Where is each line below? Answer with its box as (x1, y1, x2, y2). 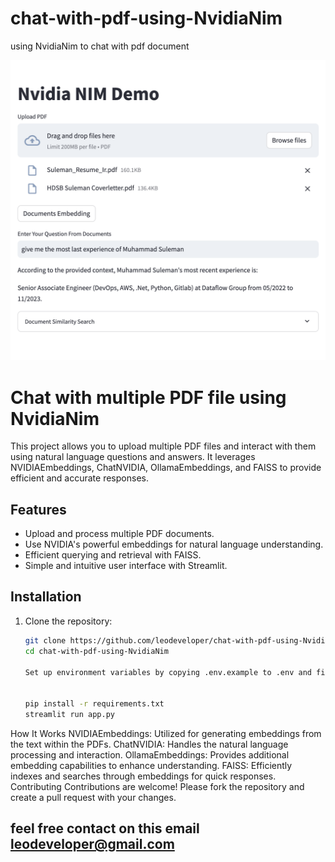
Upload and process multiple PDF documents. (24, 528, 215, 540)
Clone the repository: (24, 615, 113, 627)
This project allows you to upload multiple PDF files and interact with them (10, 440, 317, 452)
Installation (10, 588, 82, 606)
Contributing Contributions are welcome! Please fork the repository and (10, 780, 305, 792)
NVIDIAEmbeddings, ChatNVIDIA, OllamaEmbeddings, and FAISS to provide (10, 462, 322, 474)
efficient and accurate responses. (10, 472, 149, 484)
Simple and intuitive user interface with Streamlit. (24, 560, 228, 572)
